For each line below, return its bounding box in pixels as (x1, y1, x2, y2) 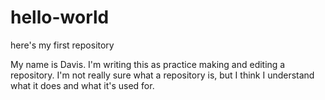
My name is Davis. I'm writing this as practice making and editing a (10, 58, 286, 70)
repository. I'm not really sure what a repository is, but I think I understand (10, 69, 315, 81)
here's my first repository (10, 39, 115, 51)
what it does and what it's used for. (10, 79, 155, 91)
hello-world (10, 6, 110, 29)
